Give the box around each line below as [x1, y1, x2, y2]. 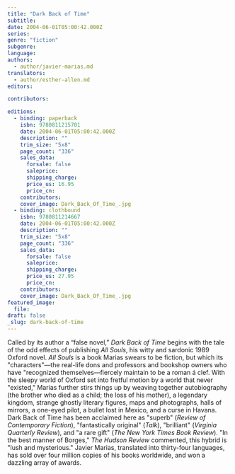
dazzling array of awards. [7, 458, 82, 467]
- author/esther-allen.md [13, 76, 91, 83]
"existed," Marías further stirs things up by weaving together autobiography [7, 383, 228, 391]
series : [7, 30, 30, 37]
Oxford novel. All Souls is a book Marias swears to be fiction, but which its [7, 353, 224, 362]
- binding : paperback [13, 115, 78, 122]
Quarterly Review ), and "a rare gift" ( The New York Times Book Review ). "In [7, 429, 229, 437]
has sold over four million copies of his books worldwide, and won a [7, 451, 205, 459]
